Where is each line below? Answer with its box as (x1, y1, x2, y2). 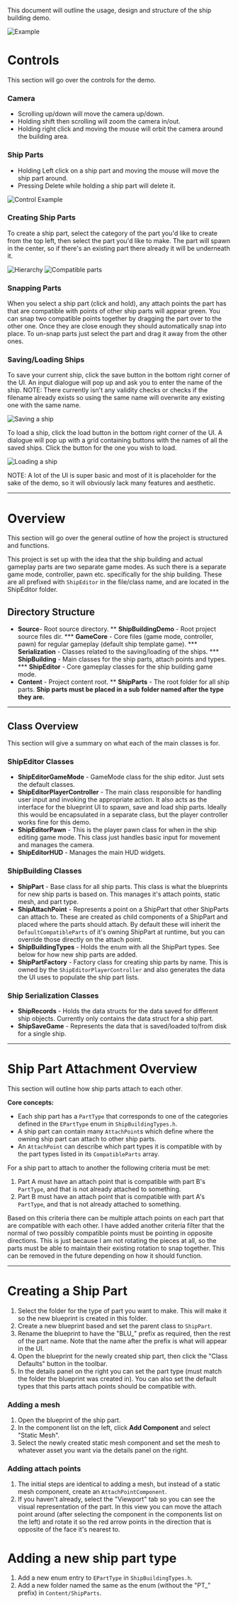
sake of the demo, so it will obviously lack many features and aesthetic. (7, 479, 216, 488)
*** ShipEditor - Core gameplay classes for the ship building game (17, 662, 213, 671)
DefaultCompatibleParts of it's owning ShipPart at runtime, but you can (17, 927, 225, 936)
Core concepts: (7, 1098, 55, 1107)
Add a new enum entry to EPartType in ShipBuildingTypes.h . (17, 1573, 193, 1582)
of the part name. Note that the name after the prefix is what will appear (17, 1336, 227, 1345)
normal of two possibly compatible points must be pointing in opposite (7, 1229, 213, 1237)
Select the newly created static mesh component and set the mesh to (17, 1438, 221, 1447)
